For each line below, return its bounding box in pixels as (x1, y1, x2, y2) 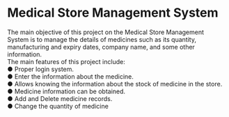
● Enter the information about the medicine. (7, 72, 134, 81)
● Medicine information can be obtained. (7, 87, 126, 95)
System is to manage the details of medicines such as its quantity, (7, 35, 197, 43)
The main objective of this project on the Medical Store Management (7, 28, 204, 36)
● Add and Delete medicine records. (7, 94, 113, 102)
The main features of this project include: (7, 57, 125, 65)
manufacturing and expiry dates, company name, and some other (7, 42, 195, 51)
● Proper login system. (7, 65, 74, 73)
